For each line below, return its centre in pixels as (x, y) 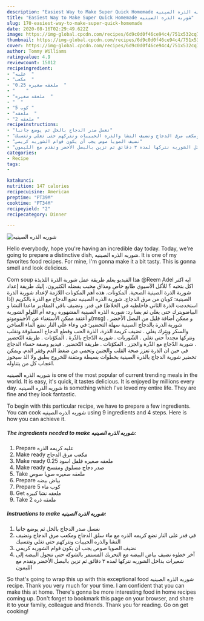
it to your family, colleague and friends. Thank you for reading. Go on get (97, 605)
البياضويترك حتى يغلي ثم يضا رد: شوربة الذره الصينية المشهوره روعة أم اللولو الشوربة (102, 312)
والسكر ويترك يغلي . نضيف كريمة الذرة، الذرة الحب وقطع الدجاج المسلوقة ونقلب (98, 331)
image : (15, 35)
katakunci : (21, 181)
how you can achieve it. (36, 419)
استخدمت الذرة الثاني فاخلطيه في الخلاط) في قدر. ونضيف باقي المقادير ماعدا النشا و (102, 305)
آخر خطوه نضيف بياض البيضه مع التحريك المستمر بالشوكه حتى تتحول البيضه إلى (105, 554)
